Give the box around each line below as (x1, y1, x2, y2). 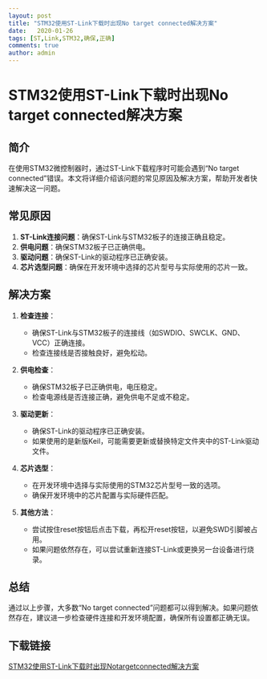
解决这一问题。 (14, 184, 65, 193)
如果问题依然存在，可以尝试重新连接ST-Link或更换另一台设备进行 (31, 544, 248, 554)
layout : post (8, 11, 52, 20)
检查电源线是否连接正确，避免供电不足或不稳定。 (31, 392, 194, 401)
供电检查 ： (19, 364, 56, 374)
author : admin (8, 49, 56, 57)
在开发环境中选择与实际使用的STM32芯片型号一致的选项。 (31, 480, 225, 490)
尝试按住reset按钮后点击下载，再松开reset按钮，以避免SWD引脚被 (31, 524, 251, 534)
